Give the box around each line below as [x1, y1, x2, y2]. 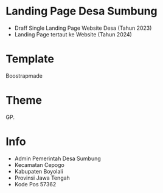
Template [5, 52, 54, 66]
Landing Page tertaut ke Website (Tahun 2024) [14, 30, 132, 38]
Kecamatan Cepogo [14, 161, 64, 168]
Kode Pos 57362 [14, 180, 57, 188]
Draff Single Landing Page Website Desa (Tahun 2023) [14, 24, 152, 32]
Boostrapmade [5, 72, 43, 80]
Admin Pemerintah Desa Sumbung [14, 155, 101, 162]
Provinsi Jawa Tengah [14, 174, 71, 181]
